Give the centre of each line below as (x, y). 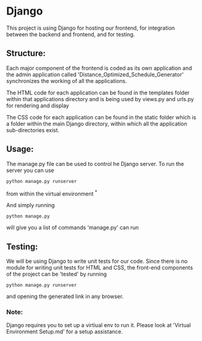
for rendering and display (38, 105)
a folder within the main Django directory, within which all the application (97, 124)
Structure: (26, 54)
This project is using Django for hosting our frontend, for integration (91, 28)
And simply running (31, 205)
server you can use (30, 170)
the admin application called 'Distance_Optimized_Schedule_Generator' (95, 74)
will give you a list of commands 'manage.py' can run (73, 228)
